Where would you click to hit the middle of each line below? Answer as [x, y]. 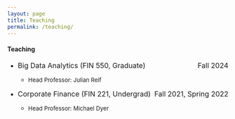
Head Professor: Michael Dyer [68, 108]
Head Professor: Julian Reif [65, 80]
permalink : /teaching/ [40, 27]
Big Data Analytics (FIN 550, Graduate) [81, 65]
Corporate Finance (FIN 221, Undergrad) [84, 94]
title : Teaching [31, 20]
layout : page [26, 14]
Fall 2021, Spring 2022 [191, 94]
